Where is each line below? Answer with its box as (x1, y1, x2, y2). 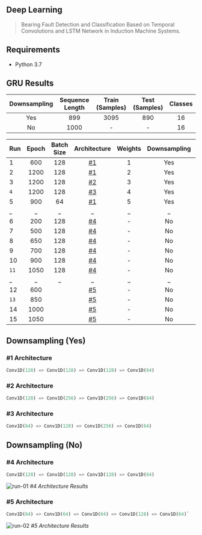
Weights (117, 145, 141, 153)
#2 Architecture (6, 381, 54, 390)
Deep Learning (6, 5, 63, 15)
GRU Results (6, 78, 54, 89)
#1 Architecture (6, 354, 52, 362)
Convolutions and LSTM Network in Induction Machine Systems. (20, 27, 181, 34)
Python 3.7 (14, 60, 42, 68)
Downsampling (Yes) (6, 336, 86, 346)
